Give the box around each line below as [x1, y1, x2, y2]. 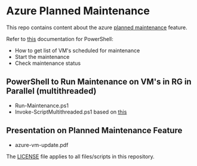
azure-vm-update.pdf [14, 141, 69, 148]
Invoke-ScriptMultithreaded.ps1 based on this [14, 108, 127, 115]
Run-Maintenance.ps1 [14, 102, 69, 109]
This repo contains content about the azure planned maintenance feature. [6, 24, 187, 31]
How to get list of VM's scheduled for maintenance [14, 46, 140, 54]
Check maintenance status [14, 59, 81, 67]
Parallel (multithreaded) [6, 86, 97, 96]
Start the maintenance [14, 53, 70, 60]
